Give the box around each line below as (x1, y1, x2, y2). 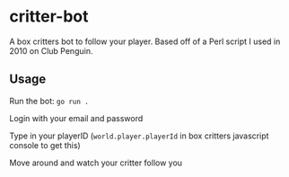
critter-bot (9, 6, 89, 27)
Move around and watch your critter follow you (9, 157, 182, 168)
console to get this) (9, 139, 81, 150)
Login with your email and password (9, 112, 144, 123)
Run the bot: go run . (9, 95, 90, 106)
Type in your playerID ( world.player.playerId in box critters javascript (9, 130, 269, 141)
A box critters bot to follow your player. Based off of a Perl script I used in (9, 36, 281, 47)
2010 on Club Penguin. (9, 45, 93, 56)
